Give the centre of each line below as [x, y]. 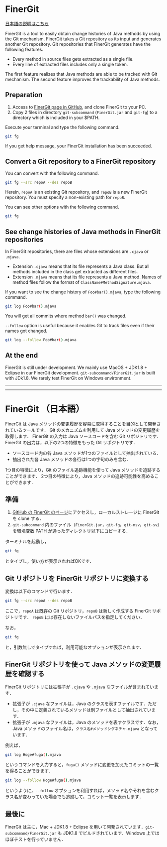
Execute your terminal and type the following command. [62, 127]
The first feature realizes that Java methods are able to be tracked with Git [81, 74]
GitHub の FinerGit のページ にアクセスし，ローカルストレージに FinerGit [86, 512]
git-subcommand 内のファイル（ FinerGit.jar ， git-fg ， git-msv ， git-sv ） [87, 525]
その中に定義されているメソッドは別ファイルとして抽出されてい [86, 710]
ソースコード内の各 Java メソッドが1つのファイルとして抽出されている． [87, 453]
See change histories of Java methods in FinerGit [83, 232]
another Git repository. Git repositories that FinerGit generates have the [78, 44]
